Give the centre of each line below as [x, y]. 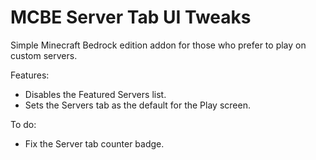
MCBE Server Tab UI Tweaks [131, 17]
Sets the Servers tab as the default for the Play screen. [137, 105]
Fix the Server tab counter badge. [94, 143]
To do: [23, 124]
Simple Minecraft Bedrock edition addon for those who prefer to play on [158, 45]
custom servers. [44, 55]
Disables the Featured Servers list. [95, 94]
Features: [30, 75]
